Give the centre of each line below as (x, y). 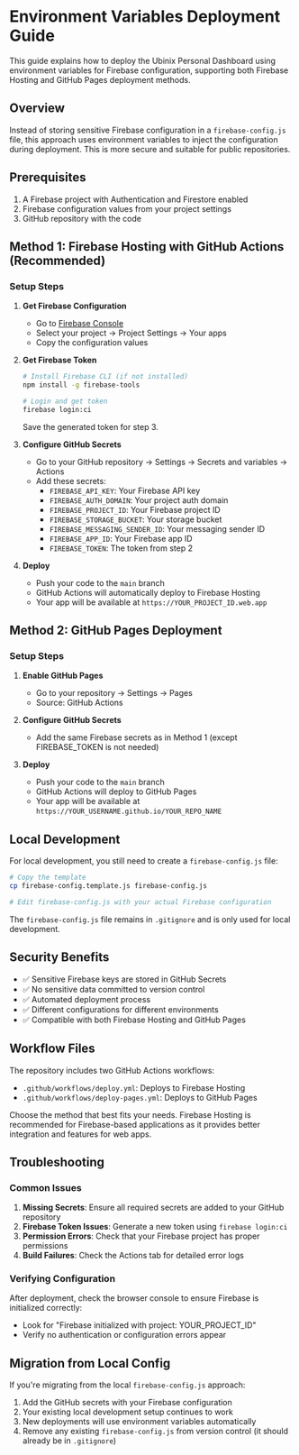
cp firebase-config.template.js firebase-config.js (108, 886)
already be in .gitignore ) (69, 1441)
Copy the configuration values (92, 343)
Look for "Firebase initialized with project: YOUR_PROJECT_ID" (139, 1325)
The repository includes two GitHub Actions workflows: (112, 1070)
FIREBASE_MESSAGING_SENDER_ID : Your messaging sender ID (157, 528)
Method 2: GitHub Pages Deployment (116, 631)
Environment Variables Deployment (145, 17)
